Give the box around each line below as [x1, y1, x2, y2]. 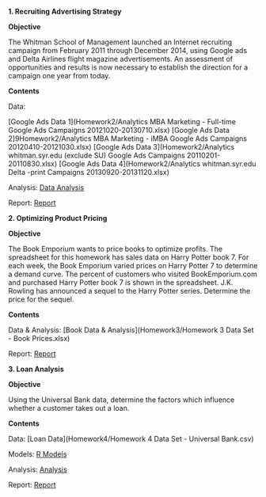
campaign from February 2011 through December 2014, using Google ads [8, 46, 248, 55]
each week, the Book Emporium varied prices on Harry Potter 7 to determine [8, 261, 258, 270]
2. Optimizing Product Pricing [8, 214, 108, 222]
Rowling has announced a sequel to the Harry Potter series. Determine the [8, 286, 251, 295]
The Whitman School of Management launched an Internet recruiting [8, 37, 233, 47]
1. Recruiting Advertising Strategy [8, 7, 122, 16]
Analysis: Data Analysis [8, 183, 85, 192]
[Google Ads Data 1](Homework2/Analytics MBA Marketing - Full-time [8, 117, 236, 126]
